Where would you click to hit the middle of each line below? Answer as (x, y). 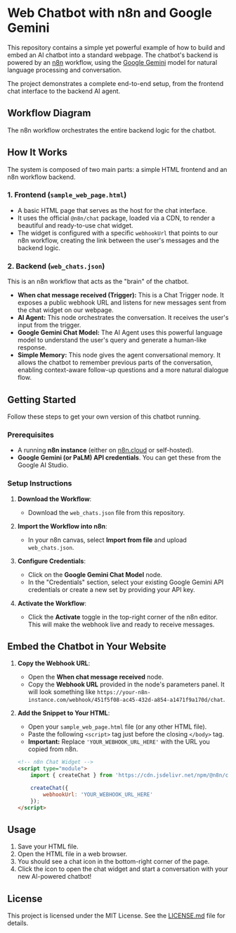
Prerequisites (31, 435)
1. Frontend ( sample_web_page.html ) (67, 195)
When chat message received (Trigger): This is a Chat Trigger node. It (120, 295)
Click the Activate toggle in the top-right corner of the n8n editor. (123, 617)
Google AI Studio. (43, 465)
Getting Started (42, 400)
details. (18, 923)
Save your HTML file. (48, 846)
